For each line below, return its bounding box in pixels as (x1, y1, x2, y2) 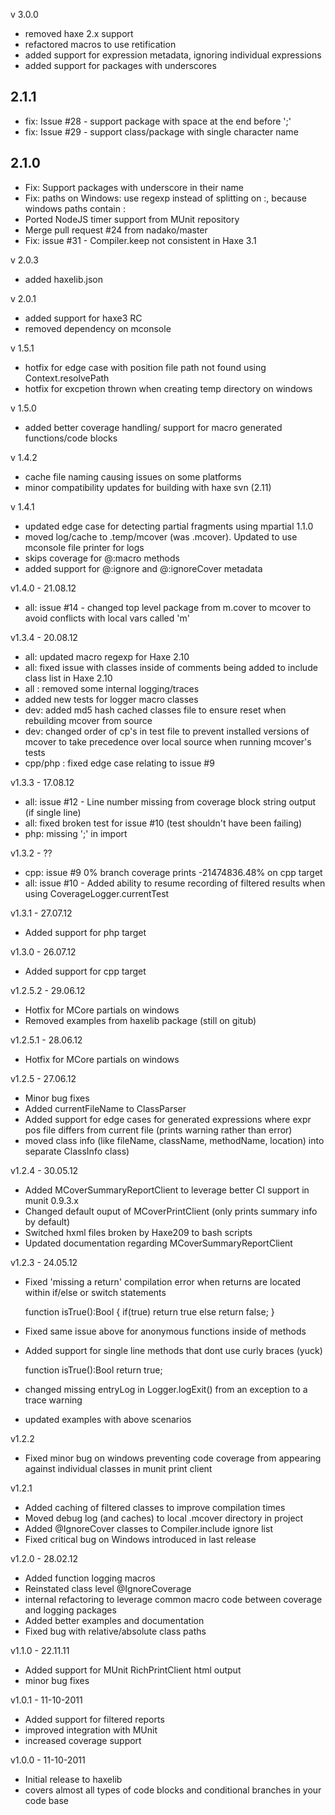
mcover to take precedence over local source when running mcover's (24, 735, 312, 748)
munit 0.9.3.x (24, 1194, 79, 1206)
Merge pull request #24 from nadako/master (24, 224, 208, 236)
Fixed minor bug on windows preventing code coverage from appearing (24, 1452, 322, 1464)
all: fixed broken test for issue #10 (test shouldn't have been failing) (24, 817, 303, 829)
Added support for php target (24, 926, 147, 938)
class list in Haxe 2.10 (24, 672, 113, 684)
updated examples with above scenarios (24, 1413, 192, 1425)
